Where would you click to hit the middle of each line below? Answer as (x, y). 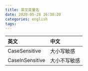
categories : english (27, 19)
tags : (11, 24)
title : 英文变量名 (22, 10)
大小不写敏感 (65, 60)
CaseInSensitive (27, 60)
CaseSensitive (24, 51)
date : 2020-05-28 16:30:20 (33, 14)
